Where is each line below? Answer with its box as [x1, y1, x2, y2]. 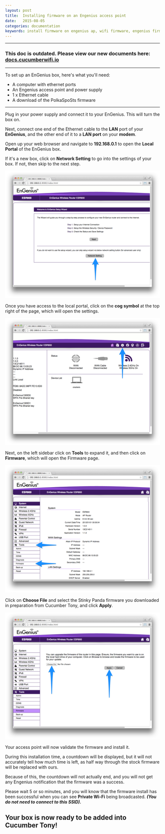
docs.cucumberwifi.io [5, 57, 59, 63]
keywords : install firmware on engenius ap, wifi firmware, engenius [5, 29, 151, 34]
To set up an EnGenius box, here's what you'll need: [5, 72, 110, 78]
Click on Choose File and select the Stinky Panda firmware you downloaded [5, 597, 159, 603]
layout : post [5, 8, 32, 13]
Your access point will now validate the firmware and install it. [5, 744, 130, 750]
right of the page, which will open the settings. [5, 308, 99, 314]
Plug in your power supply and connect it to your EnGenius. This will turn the [5, 111, 160, 118]
